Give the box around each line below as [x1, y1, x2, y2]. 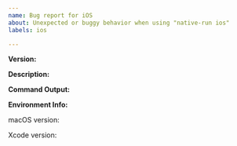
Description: [8, 70, 49, 79]
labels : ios [8, 26, 47, 34]
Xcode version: [8, 130, 57, 140]
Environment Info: [8, 100, 68, 110]
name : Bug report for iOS [8, 11, 93, 20]
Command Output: [8, 85, 71, 94]
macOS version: [8, 115, 60, 125]
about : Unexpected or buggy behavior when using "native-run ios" [8, 19, 230, 27]
